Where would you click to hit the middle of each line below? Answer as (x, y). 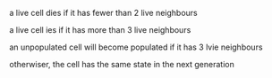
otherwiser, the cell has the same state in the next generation (122, 64)
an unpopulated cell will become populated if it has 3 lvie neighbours (136, 47)
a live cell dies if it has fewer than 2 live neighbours (104, 13)
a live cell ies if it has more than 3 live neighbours (100, 30)
